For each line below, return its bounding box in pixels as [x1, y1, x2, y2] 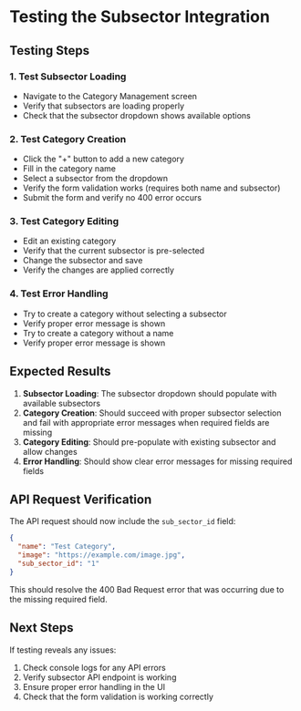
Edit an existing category [22, 235, 117, 247]
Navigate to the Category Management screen [22, 90, 198, 101]
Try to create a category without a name [22, 327, 174, 338]
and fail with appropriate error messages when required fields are [22, 417, 270, 428]
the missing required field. [9, 593, 108, 604]
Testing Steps [9, 43, 90, 58]
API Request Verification [9, 491, 152, 507]
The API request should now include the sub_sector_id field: [9, 516, 236, 527]
